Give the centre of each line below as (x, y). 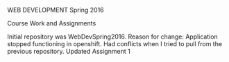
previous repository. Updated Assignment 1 (69, 51)
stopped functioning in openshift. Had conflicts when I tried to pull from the (115, 44)
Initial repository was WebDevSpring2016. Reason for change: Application (113, 37)
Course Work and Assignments (52, 23)
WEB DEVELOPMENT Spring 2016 (56, 10)
